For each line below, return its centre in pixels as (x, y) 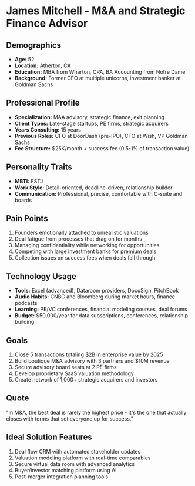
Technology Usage (41, 276)
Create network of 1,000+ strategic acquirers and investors (86, 380)
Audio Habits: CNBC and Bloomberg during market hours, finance (95, 297)
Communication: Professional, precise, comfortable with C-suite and (98, 193)
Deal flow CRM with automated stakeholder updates (78, 451)
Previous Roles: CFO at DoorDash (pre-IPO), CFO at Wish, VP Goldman (101, 136)
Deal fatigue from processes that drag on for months (78, 239)
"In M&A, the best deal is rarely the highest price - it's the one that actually (96, 412)
